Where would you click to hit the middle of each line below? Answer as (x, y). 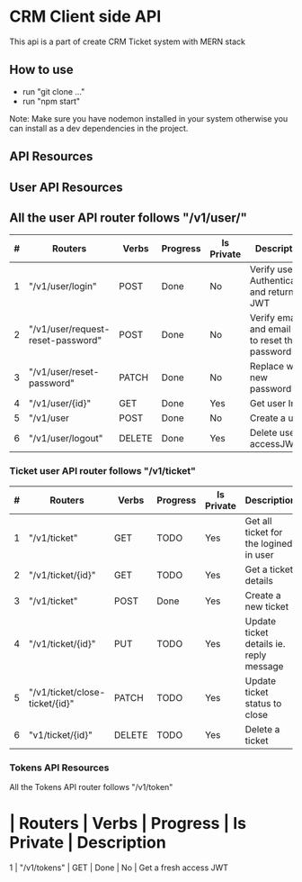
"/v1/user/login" (62, 286)
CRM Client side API (85, 17)
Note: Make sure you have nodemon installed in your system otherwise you (149, 118)
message (264, 666)
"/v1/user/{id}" (60, 404)
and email (270, 329)
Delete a (262, 729)
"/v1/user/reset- (64, 372)
